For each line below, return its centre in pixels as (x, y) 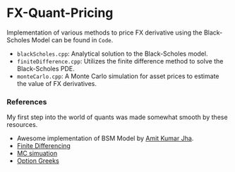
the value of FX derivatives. (56, 83)
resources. (22, 125)
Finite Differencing (44, 146)
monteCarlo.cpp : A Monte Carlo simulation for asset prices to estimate (118, 76)
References (27, 102)
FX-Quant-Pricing (60, 13)
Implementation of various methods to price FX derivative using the (104, 32)
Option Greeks (38, 161)
